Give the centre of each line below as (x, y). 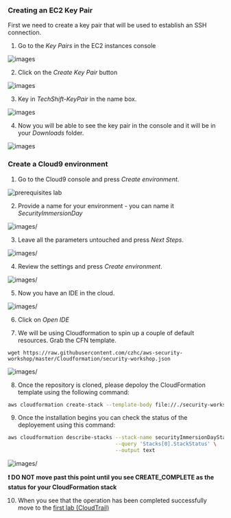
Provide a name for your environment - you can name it (96, 205)
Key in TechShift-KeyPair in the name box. (77, 99)
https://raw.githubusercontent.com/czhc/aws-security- (103, 352)
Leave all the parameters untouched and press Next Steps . (101, 240)
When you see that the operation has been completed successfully (112, 501)
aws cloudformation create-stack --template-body (80, 405)
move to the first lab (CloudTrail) (63, 508)
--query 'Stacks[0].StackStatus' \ (166, 444)
